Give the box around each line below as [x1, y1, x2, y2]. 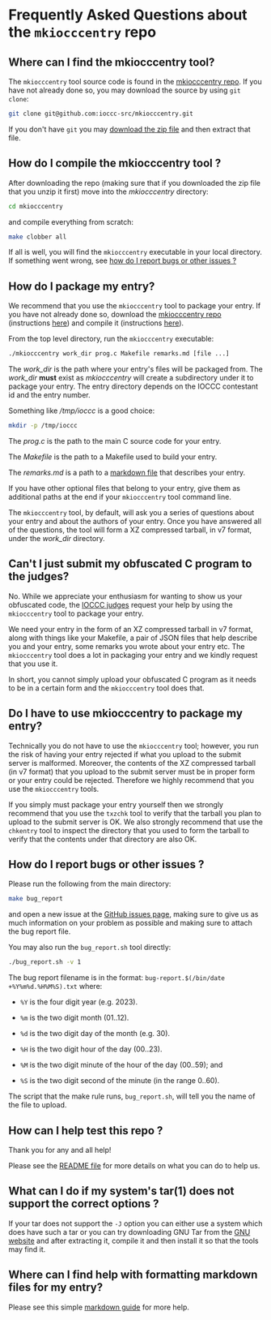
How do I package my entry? [8, 279, 155, 293]
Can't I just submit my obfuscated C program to [8, 557, 252, 571]
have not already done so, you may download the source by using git [8, 85, 241, 95]
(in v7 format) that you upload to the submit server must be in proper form [8, 767, 256, 776]
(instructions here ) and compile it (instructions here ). [8, 318, 184, 328]
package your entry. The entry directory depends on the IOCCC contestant [8, 381, 259, 391]
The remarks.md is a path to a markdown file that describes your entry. [8, 468, 246, 477]
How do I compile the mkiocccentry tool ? [8, 157, 222, 170]
